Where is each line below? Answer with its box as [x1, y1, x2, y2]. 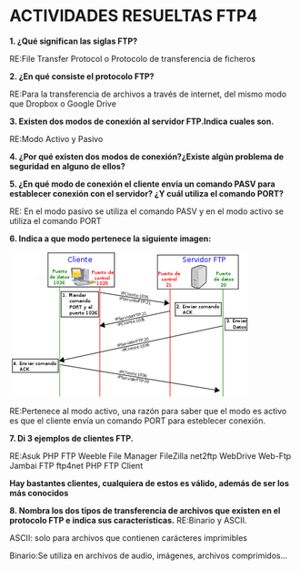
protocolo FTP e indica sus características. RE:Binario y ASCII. [9, 514, 247, 525]
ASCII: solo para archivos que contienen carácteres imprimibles [9, 532, 248, 543]
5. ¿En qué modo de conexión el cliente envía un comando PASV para [9, 178, 275, 189]
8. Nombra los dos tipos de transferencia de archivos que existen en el [9, 504, 281, 515]
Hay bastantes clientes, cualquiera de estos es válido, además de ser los [9, 477, 289, 488]
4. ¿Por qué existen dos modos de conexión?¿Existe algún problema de [9, 151, 285, 162]
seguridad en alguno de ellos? [9, 160, 125, 171]
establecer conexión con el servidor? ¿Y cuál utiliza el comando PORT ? [9, 188, 285, 198]
